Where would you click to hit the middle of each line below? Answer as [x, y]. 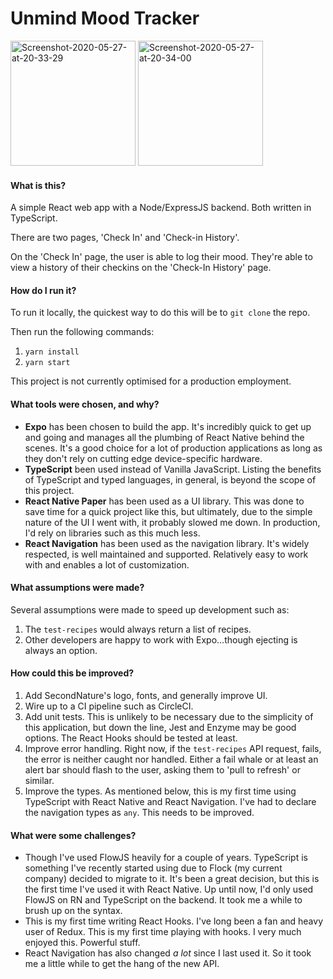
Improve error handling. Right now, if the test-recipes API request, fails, [173, 748]
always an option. [61, 650]
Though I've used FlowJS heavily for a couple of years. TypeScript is [166, 858]
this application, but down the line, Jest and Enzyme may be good [160, 727]
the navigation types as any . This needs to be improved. [139, 812]
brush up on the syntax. [73, 911]
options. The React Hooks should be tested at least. [131, 738]
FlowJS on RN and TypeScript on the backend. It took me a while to [163, 900]
